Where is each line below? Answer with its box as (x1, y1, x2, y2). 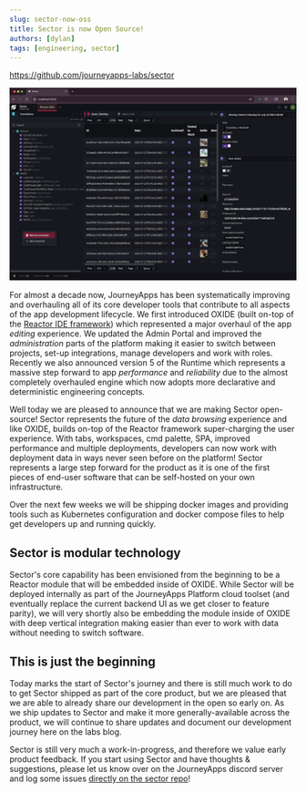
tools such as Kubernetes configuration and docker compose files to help (9, 509, 285, 520)
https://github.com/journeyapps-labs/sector (9, 69, 175, 81)
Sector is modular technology (9, 545, 181, 561)
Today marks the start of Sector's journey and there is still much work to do (9, 678, 293, 688)
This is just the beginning (9, 654, 157, 669)
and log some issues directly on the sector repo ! (9, 773, 191, 784)
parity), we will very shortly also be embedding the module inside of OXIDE (9, 608, 291, 619)
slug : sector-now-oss (9, 15, 92, 24)
